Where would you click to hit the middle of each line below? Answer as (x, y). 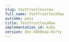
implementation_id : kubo (30, 28)
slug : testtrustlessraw (29, 9)
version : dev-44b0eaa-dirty (34, 32)
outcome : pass (19, 18)
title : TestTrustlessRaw (30, 23)
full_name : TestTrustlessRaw (34, 14)
